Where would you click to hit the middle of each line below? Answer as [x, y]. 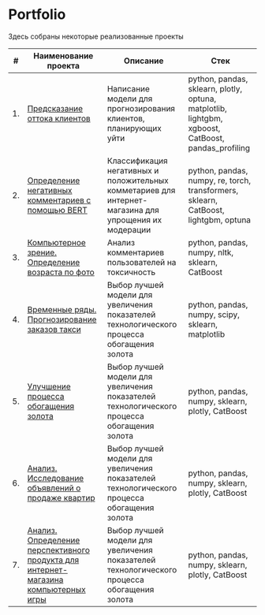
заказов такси [54, 329]
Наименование [63, 55]
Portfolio [37, 15]
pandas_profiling [219, 147]
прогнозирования [141, 108]
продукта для [53, 560]
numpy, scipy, [214, 315]
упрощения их [134, 220]
